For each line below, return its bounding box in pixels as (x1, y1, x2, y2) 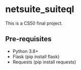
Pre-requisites (5, 35, 52, 43)
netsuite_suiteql (5, 4, 74, 15)
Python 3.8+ (12, 48, 39, 54)
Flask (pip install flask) (12, 53, 60, 59)
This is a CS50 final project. (5, 20, 63, 26)
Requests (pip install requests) (12, 59, 76, 65)
